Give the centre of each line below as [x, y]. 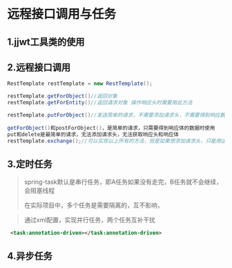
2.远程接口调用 [39, 67]
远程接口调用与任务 [62, 14]
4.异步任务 [30, 256]
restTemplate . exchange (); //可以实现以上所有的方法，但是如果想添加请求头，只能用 [114, 141]
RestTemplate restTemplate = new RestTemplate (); [80, 84]
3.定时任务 [30, 164]
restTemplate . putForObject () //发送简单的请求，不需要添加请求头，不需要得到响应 [114, 115]
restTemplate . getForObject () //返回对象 [62, 96]
